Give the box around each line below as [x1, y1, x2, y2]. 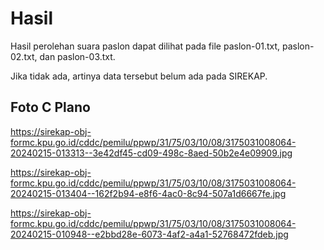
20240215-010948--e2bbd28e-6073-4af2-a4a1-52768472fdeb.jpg [10, 228, 289, 240]
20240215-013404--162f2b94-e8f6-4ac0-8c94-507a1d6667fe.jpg [10, 187, 287, 199]
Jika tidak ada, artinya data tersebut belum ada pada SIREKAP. [10, 70, 268, 82]
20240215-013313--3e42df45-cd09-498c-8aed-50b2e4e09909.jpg [10, 147, 293, 159]
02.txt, [10, 50, 38, 62]
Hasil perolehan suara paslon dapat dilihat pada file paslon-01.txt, [10, 40, 281, 52]
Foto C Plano [10, 99, 91, 116]
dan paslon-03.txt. [39, 50, 116, 62]
